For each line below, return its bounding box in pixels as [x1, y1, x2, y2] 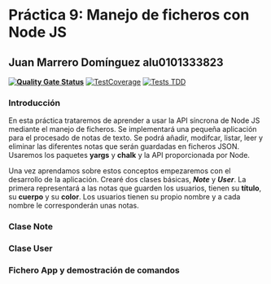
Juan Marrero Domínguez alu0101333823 [8, 55, 224, 69]
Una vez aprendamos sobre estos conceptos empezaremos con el [8, 166, 231, 176]
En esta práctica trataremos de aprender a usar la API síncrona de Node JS [8, 116, 260, 125]
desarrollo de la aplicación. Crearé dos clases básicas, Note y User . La [8, 175, 247, 185]
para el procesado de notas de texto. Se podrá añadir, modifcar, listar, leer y [8, 133, 263, 143]
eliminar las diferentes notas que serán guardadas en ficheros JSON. [8, 142, 240, 151]
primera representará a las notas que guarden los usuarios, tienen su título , [8, 183, 262, 193]
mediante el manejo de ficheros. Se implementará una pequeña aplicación [8, 125, 257, 134]
